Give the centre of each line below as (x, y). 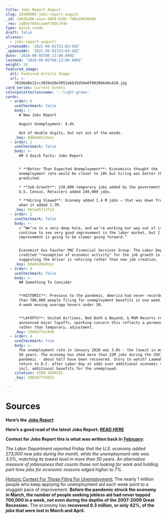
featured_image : (22, 69)
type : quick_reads (24, 28)
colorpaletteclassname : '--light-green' (48, 92)
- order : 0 (21, 102)
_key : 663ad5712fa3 (34, 210)
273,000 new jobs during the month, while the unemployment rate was (77, 453)
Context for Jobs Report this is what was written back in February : (75, 439)
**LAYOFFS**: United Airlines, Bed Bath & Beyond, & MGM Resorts (87, 318)
